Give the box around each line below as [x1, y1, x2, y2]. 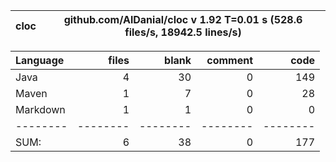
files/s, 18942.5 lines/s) [124, 25, 242, 39]
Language [15, 54, 65, 67]
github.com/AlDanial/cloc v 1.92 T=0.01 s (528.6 [63, 13, 303, 26]
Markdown [15, 103, 66, 116]
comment [206, 54, 253, 67]
